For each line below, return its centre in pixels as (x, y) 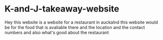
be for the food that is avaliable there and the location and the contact (75, 27)
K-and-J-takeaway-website (62, 9)
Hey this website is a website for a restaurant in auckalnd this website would (81, 22)
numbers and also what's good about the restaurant (57, 32)
